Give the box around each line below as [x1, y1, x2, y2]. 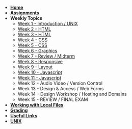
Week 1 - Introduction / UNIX [17, 20, 78, 27]
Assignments [10, 10, 39, 16]
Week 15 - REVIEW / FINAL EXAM [17, 96, 88, 102]
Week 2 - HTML [17, 26, 51, 32]
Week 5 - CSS [17, 42, 47, 48]
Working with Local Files [10, 102, 64, 108]
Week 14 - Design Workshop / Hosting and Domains [17, 91, 127, 97]
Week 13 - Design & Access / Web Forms [17, 86, 104, 91]
